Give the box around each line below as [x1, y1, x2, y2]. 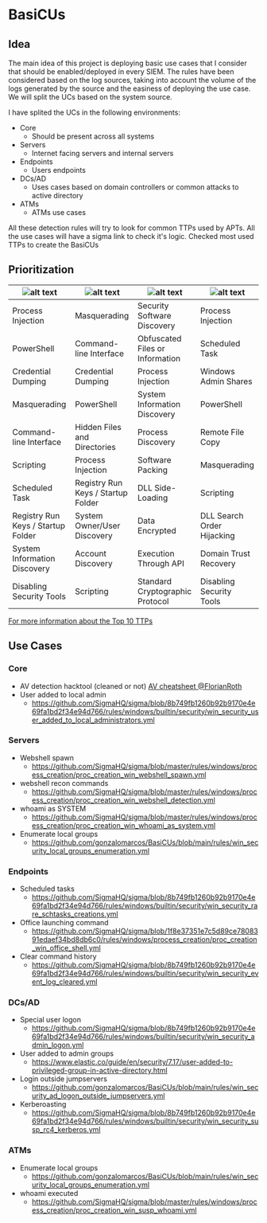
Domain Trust [199, 548, 250, 559]
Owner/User [75, 520, 121, 531]
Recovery [199, 557, 236, 569]
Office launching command [19, 918, 109, 928]
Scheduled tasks [19, 884, 75, 893]
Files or [137, 342, 165, 354]
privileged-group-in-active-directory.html [31, 1065, 168, 1076]
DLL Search [199, 510, 244, 521]
